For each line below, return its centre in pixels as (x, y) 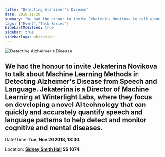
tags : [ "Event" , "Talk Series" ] (37, 23)
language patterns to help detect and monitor (76, 120)
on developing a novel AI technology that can (76, 105)
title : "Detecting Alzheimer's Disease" (47, 10)
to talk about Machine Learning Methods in (72, 74)
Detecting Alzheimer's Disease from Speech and (81, 82)
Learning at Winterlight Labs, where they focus (79, 97)
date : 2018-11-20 (23, 14)
